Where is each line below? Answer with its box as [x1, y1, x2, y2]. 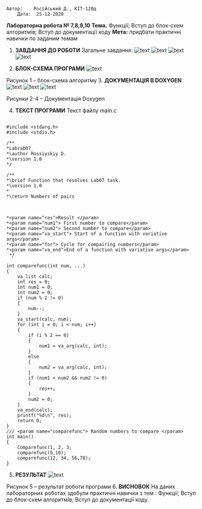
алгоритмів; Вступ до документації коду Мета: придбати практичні [6, 28, 181, 35]
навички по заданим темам [6, 35, 78, 42]
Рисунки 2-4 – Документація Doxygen [6, 95, 105, 102]
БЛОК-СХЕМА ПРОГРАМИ [15, 65, 85, 72]
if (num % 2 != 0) [17, 295, 64, 301]
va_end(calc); [17, 407, 53, 413]
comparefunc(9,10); [17, 450, 67, 456]
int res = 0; [17, 279, 50, 285]
